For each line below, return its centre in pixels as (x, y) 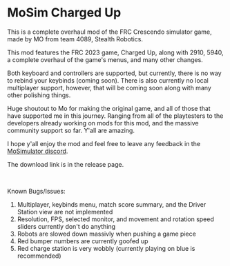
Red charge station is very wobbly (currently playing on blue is (106, 248)
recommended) (39, 256)
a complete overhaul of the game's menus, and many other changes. (105, 59)
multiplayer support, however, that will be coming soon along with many (109, 88)
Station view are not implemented (65, 212)
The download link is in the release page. (66, 164)
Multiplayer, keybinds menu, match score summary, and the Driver (112, 204)
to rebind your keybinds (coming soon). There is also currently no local (108, 80)
